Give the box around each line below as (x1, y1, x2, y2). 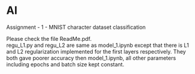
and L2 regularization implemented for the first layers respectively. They (6, 48, 187, 55)
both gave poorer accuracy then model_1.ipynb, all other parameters (6, 54, 176, 61)
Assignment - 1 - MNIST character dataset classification (6, 23, 146, 31)
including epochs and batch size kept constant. (6, 61, 125, 68)
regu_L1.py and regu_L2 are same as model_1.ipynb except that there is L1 (6, 42, 190, 49)
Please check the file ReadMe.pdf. (6, 35, 92, 42)
